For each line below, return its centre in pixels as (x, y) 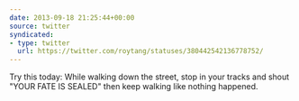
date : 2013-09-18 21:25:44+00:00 (72, 18)
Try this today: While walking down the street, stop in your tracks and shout (149, 77)
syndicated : (32, 34)
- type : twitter (40, 43)
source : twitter (40, 26)
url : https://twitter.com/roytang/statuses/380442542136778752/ (140, 51)
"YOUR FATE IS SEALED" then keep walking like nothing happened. (134, 87)
